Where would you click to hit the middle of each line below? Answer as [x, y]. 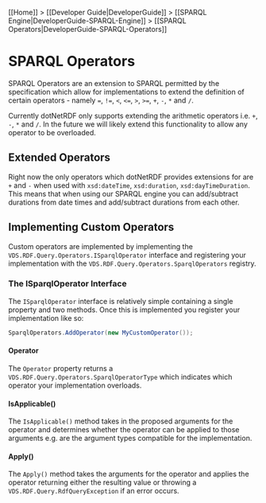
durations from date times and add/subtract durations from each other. [124, 202]
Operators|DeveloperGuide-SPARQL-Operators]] [88, 29]
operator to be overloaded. [52, 132]
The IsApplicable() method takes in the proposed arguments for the [121, 421]
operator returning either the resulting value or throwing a [102, 482]
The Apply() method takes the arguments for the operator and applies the [129, 474]
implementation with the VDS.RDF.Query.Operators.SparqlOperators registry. [132, 263]
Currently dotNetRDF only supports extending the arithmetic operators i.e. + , [133, 115]
